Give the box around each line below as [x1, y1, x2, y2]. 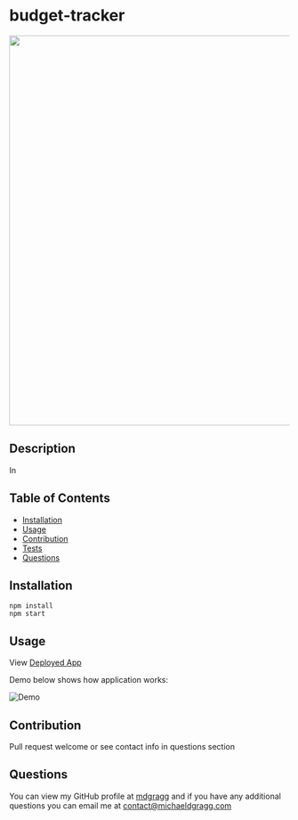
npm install [9, 602, 53, 611]
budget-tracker [9, 5, 125, 26]
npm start [9, 610, 46, 619]
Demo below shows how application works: [9, 675, 169, 685]
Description [9, 441, 76, 456]
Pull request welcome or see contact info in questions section [9, 742, 236, 751]
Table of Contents [9, 491, 111, 506]
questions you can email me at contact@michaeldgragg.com [9, 799, 232, 811]
